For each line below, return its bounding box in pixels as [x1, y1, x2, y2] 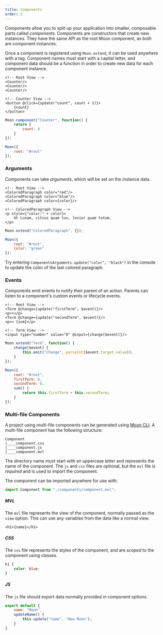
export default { [5, 603, 40, 608]
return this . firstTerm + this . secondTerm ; [22, 390, 110, 395]
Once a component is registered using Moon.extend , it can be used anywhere [5, 50, 158, 56]
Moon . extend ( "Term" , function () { [5, 341, 75, 346]
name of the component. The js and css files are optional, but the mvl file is [5, 463, 156, 469]
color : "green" [14, 246, 45, 251]
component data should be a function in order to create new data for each [5, 60, 153, 66]
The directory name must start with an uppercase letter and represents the [5, 458, 154, 464]
